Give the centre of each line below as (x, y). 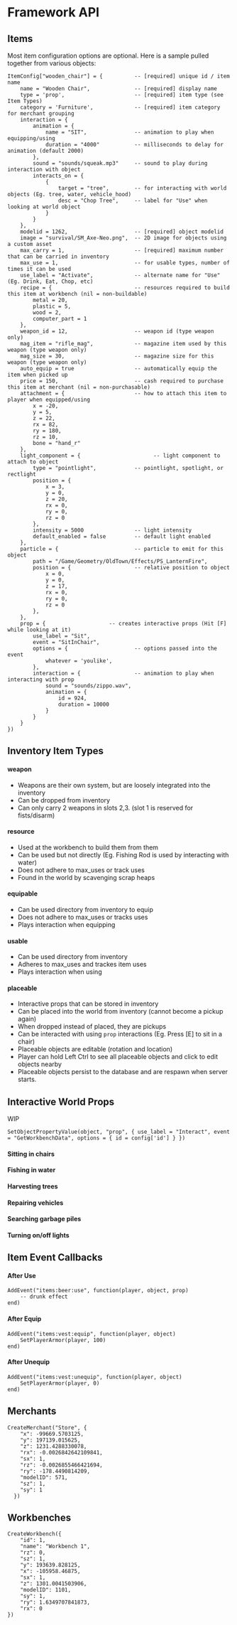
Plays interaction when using (60, 972)
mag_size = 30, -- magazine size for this (117, 356)
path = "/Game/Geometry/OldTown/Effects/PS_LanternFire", (120, 562)
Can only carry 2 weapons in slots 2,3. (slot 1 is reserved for (105, 808)
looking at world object (44, 207)
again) (27, 1019)
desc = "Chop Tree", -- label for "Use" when (133, 200)
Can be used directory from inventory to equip (86, 910)
